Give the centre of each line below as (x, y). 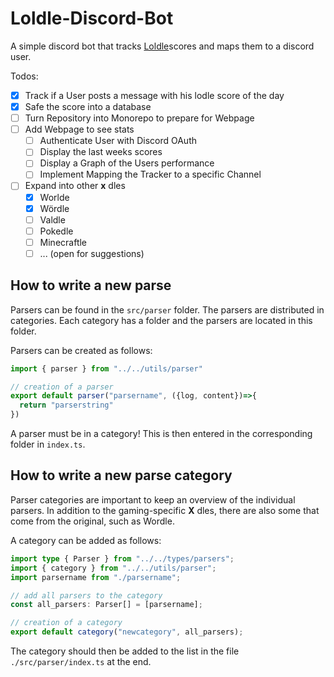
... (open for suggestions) (92, 253)
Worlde (54, 197)
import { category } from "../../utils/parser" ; (113, 568)
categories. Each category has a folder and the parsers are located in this (161, 320)
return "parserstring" (66, 405)
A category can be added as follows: (86, 540)
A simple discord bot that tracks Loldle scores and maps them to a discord (162, 46)
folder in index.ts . (48, 444)
